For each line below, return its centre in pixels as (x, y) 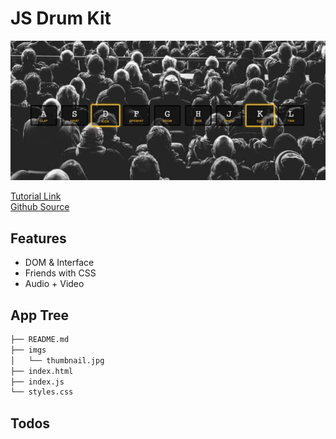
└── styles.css (42, 392)
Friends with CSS (60, 273)
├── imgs (28, 350)
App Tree (40, 315)
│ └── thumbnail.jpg (57, 360)
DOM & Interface (59, 263)
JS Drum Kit (61, 18)
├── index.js (37, 382)
